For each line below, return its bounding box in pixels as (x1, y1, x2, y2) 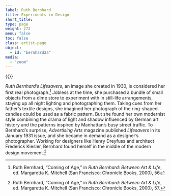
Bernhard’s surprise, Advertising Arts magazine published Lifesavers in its (5, 127, 160, 133)
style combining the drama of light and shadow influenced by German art (5, 116, 159, 122)
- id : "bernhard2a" (10, 50, 51, 55)
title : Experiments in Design (5, 12, 70, 17)
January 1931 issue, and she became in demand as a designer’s (5, 133, 139, 139)
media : (5, 54, 19, 60)
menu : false (5, 31, 31, 36)
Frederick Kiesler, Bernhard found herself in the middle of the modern (5, 143, 151, 149)
